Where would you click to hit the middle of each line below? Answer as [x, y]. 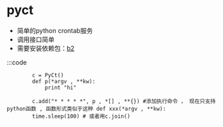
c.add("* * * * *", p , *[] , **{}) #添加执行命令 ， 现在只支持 [124, 101]
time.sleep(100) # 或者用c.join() [81, 116]
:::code [17, 62]
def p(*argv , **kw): [64, 81]
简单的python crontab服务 [55, 30]
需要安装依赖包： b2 [46, 48]
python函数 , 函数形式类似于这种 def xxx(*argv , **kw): [86, 109]
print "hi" [61, 87]
